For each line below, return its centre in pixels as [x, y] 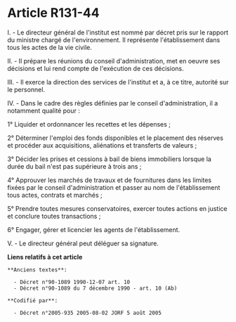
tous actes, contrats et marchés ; [55, 195]
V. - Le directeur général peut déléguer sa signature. [83, 243]
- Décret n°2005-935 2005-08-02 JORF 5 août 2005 [87, 313]
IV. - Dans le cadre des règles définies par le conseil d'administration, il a [113, 103]
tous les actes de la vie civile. [50, 47]
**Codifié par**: [33, 300]
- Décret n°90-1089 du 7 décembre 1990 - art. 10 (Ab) [96, 288]
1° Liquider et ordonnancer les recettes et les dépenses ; [89, 124]
